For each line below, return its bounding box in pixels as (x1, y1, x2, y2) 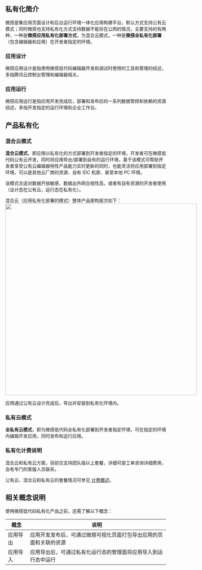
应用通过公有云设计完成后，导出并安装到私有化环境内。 (5, 400, 121, 406)
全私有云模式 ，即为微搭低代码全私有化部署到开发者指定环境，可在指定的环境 (5, 426, 166, 433)
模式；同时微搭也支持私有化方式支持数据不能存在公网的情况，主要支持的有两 (5, 26, 166, 32)
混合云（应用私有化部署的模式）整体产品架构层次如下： (5, 197, 121, 203)
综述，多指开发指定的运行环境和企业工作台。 (5, 104, 99, 111)
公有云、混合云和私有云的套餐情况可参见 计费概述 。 (5, 477, 114, 483)
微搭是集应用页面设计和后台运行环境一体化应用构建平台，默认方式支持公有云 (5, 19, 166, 26)
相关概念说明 (5, 493, 46, 502)
